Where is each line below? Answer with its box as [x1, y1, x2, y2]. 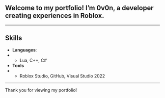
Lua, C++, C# [19, 57, 47, 63]
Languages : [12, 47, 37, 53]
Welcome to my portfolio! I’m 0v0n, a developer [5, 4, 154, 12]
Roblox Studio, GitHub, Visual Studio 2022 [19, 73, 105, 79]
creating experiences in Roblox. [5, 12, 105, 20]
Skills [5, 34, 22, 42]
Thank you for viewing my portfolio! [5, 87, 77, 93]
